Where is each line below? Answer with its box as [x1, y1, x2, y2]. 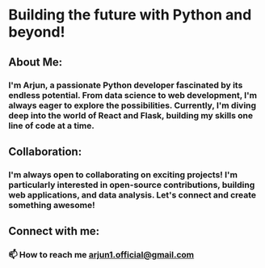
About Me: [8, 55, 63, 69]
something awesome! [8, 199, 95, 211]
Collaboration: [8, 144, 82, 159]
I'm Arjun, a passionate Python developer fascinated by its [8, 79, 243, 91]
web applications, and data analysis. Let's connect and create [8, 189, 257, 200]
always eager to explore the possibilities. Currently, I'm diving [8, 100, 257, 111]
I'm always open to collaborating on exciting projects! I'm [8, 168, 238, 180]
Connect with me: [8, 224, 100, 238]
